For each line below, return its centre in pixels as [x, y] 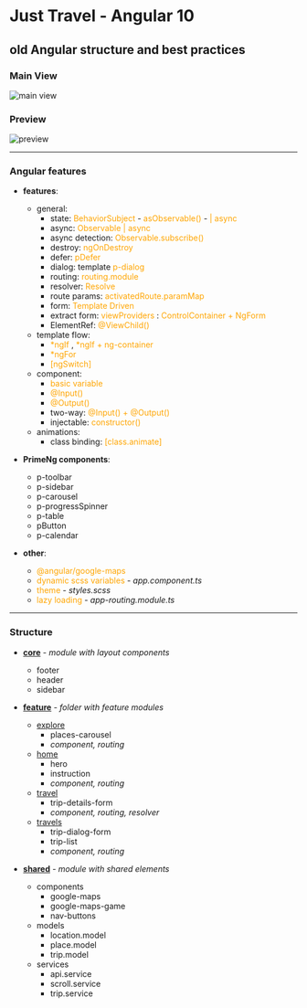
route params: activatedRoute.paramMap [127, 296]
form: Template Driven [92, 306]
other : [35, 553]
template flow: [64, 335]
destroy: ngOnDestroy [92, 248]
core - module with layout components [96, 652]
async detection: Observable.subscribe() [127, 238]
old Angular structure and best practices [127, 50]
